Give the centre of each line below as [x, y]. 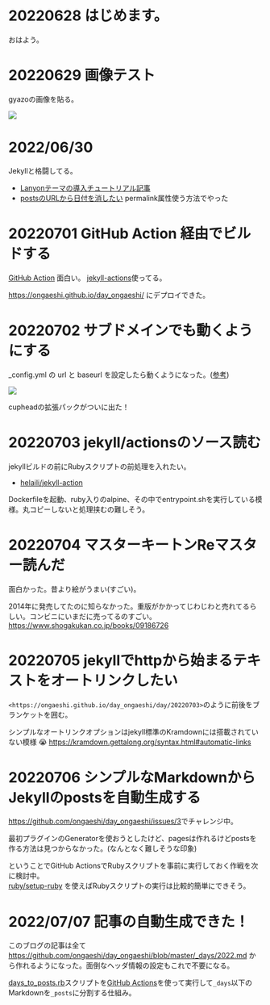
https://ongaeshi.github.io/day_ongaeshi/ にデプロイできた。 [109, 295]
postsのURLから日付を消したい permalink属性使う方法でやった [124, 198]
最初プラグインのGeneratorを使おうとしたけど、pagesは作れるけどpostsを [133, 839]
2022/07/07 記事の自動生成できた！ [129, 921]
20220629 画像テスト [82, 75]
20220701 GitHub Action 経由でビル [130, 233]
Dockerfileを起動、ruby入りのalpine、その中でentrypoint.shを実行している [132, 499]
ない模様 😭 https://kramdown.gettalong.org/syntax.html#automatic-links [130, 742]
